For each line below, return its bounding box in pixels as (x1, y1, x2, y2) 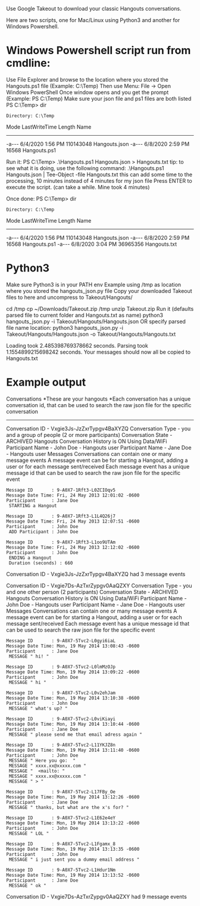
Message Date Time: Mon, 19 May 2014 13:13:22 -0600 (6, 820, 140, 826)
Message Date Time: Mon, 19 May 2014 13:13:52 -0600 (6, 872, 140, 878)
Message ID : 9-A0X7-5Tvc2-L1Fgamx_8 (6, 841, 116, 847)
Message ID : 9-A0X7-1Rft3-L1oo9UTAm (6, 539, 116, 545)
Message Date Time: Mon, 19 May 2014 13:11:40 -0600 (6, 747, 140, 753)
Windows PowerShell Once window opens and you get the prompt (6, 89, 169, 96)
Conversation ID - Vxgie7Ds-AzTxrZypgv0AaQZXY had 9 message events (6, 893, 187, 900)
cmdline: (6, 57, 51, 70)
